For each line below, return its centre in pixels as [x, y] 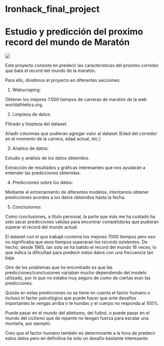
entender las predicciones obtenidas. [43, 173]
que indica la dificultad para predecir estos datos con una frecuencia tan [79, 253]
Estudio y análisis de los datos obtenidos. [47, 158]
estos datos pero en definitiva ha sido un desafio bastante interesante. [77, 339]
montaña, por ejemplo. [28, 324]
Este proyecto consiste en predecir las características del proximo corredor [82, 65]
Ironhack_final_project [53, 9]
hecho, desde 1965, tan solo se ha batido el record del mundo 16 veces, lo [81, 247]
